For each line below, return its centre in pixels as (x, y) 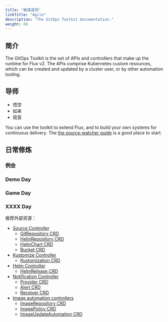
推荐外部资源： (21, 218)
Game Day (18, 193)
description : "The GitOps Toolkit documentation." (60, 19)
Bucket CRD (33, 250)
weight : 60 (17, 24)
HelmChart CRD (37, 244)
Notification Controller (36, 277)
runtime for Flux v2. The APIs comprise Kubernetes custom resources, (78, 64)
